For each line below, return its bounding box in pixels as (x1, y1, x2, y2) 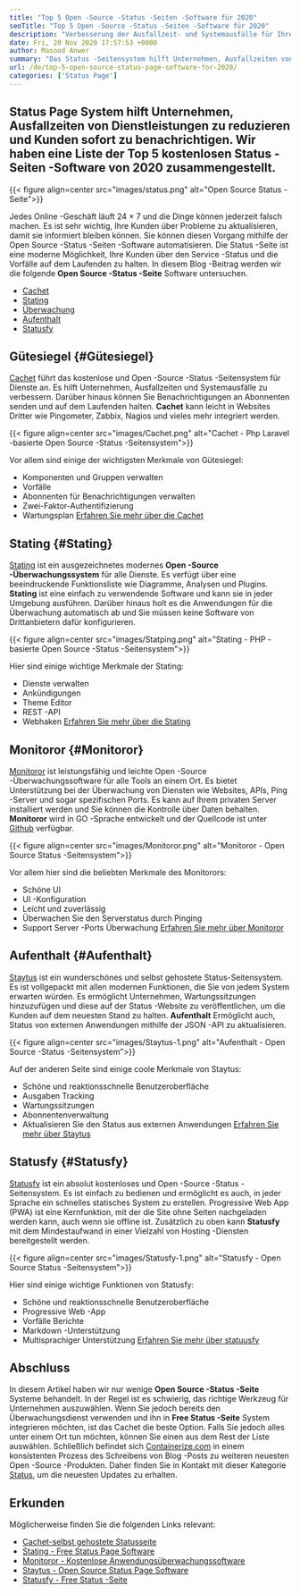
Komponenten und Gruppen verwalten (21, 472, 163, 483)
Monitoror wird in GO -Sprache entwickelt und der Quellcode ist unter (9, 814, 268, 823)
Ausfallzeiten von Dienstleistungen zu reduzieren (9, 118, 291, 134)
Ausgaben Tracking (21, 1090, 95, 1101)
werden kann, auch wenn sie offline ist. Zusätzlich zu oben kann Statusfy (9, 1216, 280, 1227)
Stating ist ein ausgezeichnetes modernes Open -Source (9, 560, 219, 570)
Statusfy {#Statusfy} (9, 1154, 129, 1169)
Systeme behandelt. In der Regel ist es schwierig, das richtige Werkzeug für (9, 1394, 289, 1404)
